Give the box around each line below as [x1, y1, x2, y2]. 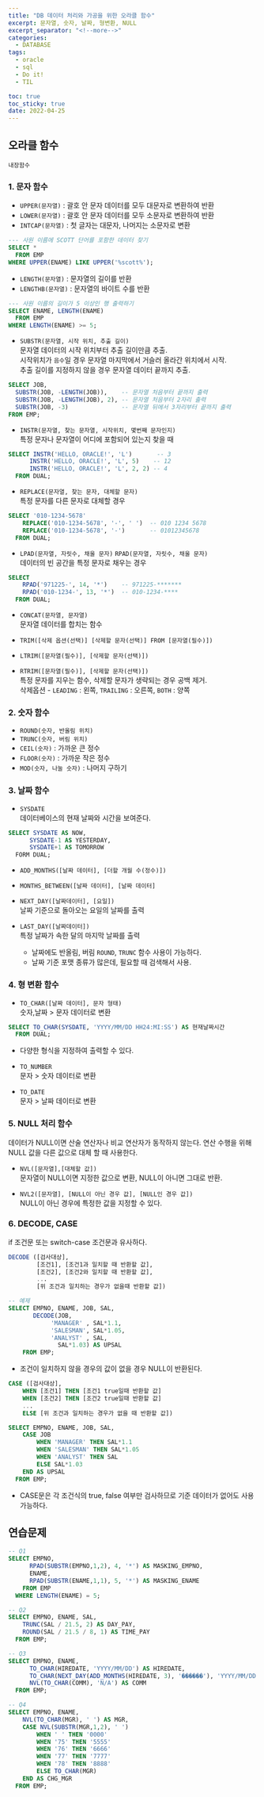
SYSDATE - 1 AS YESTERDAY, [28, 836, 111, 845]
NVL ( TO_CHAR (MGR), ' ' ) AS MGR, [22, 1715, 129, 1723]
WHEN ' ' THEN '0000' [36, 1730, 108, 1738]
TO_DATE [19, 1088, 45, 1097]
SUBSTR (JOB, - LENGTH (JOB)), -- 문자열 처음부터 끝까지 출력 [15, 389, 208, 397]
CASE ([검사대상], [8, 1380, 62, 1388]
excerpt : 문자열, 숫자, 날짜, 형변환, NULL [8, 19, 137, 27]
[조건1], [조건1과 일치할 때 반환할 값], [36, 1260, 153, 1269]
